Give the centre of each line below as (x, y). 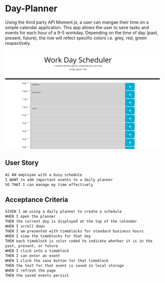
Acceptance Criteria (37, 200)
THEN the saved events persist (37, 276)
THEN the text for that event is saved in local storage (65, 266)
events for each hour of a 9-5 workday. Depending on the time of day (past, (82, 32)
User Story (22, 163)
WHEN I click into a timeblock (37, 251)
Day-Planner (31, 9)
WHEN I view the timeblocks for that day (48, 236)
